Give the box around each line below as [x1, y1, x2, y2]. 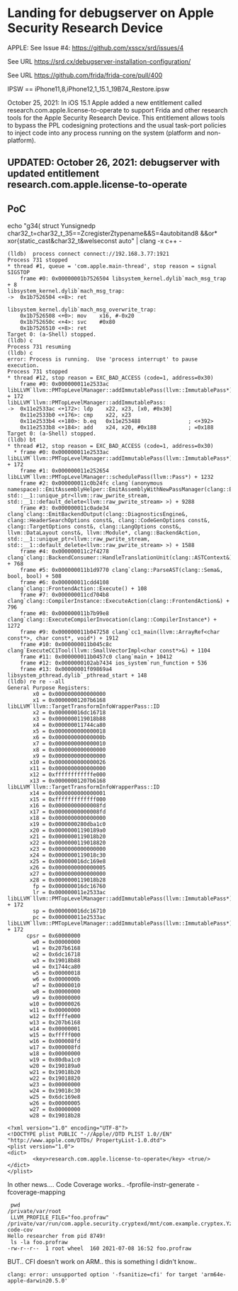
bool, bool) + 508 [7, 573, 62, 580]
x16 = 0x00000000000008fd [29, 802, 106, 809]
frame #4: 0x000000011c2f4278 [20, 548, 110, 556]
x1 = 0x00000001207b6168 [33, 697, 106, 704]
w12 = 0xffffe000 [29, 1013, 81, 1020]
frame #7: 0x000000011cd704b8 [20, 592, 110, 599]
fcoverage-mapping [7, 1188, 66, 1197]
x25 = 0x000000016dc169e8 [29, 858, 106, 865]
